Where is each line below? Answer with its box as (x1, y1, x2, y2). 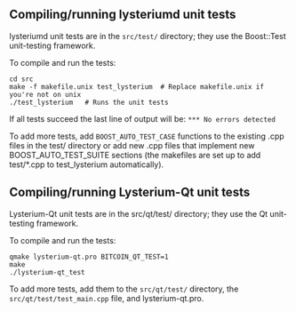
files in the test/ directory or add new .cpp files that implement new (9, 140, 255, 150)
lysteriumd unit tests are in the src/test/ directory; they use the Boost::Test (9, 30, 286, 41)
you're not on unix (9, 90, 82, 99)
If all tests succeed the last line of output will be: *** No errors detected (9, 113, 276, 124)
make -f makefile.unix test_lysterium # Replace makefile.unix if (9, 82, 265, 92)
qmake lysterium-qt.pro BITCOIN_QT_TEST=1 (9, 252, 169, 261)
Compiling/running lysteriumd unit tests (9, 7, 236, 22)
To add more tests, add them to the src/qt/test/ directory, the (9, 284, 239, 294)
